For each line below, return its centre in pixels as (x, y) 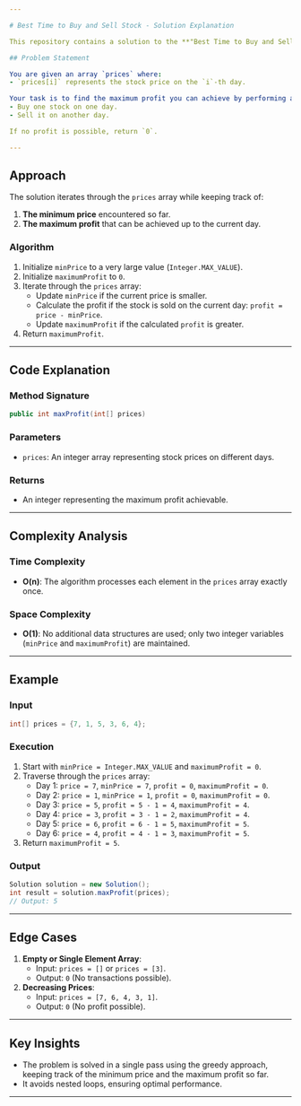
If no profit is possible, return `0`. (84, 131)
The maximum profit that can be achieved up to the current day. (142, 224)
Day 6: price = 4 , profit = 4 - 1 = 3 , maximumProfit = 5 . (142, 833)
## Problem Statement (50, 58)
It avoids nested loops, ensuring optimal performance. (122, 1084)
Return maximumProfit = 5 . (71, 842)
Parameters (35, 438)
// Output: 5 (34, 901)
